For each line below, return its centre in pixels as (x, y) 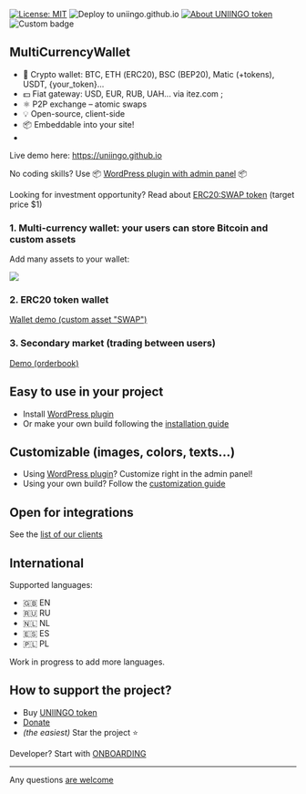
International (47, 563)
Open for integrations (71, 512)
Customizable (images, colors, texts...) (122, 452)
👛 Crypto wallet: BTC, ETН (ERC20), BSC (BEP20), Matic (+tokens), (148, 74)
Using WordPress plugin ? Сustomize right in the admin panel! (138, 474)
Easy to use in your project (87, 392)
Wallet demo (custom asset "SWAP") (78, 320)
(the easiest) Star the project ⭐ (80, 732)
